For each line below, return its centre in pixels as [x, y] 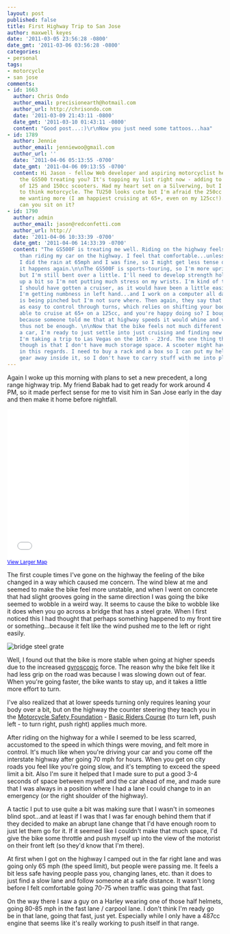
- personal [23, 58]
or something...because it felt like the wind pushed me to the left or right [109, 626]
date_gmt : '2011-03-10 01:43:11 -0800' [70, 122]
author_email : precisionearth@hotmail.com [75, 103]
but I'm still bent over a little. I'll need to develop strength [116, 275]
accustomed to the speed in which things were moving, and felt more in [108, 745]
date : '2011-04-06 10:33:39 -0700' [64, 237]
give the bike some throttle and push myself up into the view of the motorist [114, 838]
